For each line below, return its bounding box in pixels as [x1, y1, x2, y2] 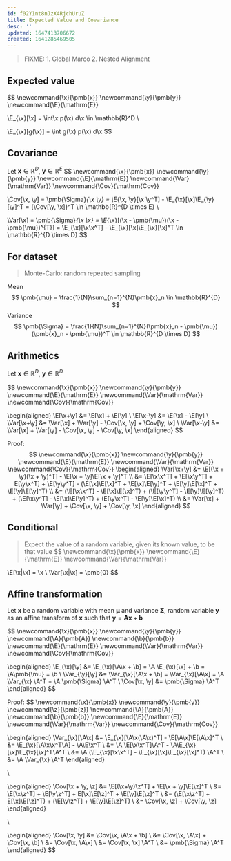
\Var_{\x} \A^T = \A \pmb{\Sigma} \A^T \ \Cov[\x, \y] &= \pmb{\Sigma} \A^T [7, 677, 219, 685]
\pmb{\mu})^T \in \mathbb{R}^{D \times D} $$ [70, 330, 201, 338]
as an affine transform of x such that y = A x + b [7, 613, 143, 622]
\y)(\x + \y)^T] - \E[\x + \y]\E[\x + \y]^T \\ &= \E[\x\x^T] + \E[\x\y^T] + [18, 472, 214, 481]
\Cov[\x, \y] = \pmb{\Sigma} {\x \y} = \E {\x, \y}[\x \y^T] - [7, 195, 165, 204]
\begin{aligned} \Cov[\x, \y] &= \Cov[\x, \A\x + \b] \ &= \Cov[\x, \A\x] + [7, 831, 207, 840]
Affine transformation [7, 588, 103, 600]
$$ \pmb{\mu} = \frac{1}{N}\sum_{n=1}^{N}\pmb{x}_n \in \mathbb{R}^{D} [11, 293, 221, 302]
